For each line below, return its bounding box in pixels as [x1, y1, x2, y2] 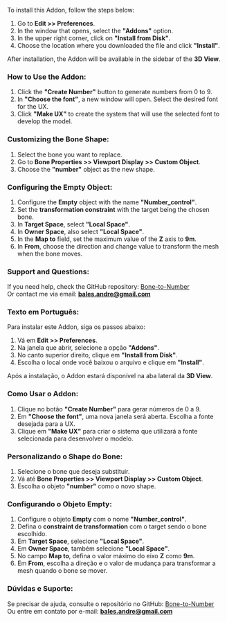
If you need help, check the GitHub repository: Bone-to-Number [7, 283, 190, 291]
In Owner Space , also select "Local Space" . [17, 227, 145, 236]
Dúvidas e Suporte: [7, 584, 73, 594]
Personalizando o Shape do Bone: [7, 452, 123, 461]
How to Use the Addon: [7, 72, 87, 82]
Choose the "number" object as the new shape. [17, 165, 156, 173]
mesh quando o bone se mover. [17, 567, 108, 575]
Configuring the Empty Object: [7, 182, 113, 192]
